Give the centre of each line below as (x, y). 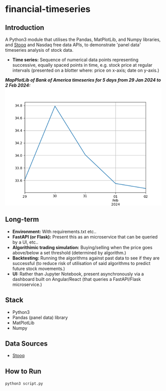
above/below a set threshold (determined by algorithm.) (69, 253)
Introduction (25, 28)
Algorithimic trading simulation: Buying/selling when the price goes (82, 247)
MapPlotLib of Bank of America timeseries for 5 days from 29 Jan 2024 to (83, 80)
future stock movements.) (39, 268)
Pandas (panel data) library (40, 317)
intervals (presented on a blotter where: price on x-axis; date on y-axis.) (86, 70)
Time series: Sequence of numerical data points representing (75, 60)
